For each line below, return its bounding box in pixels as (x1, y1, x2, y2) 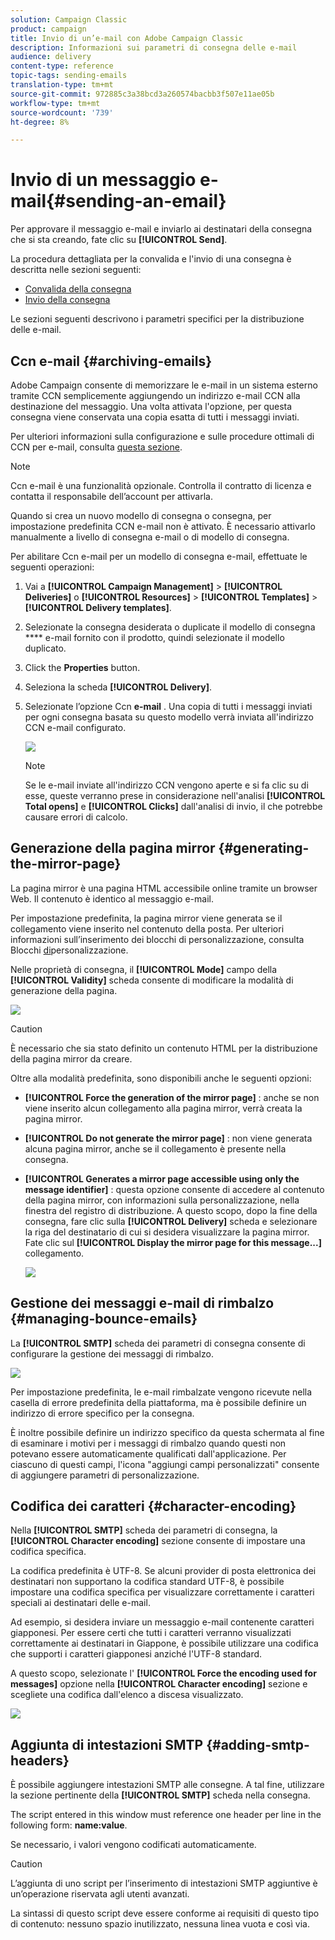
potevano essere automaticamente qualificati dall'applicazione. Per (10, 1447, 287, 1460)
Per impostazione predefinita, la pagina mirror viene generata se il (10, 912, 283, 924)
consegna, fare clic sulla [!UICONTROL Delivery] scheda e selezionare (24, 1215, 318, 1227)
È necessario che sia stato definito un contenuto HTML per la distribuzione (10, 1042, 318, 1054)
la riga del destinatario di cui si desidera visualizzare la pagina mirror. (24, 1226, 310, 1238)
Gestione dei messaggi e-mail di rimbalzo (10, 1295, 275, 1312)
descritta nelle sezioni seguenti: (10, 264, 142, 276)
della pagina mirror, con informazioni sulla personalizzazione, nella (24, 1194, 300, 1206)
